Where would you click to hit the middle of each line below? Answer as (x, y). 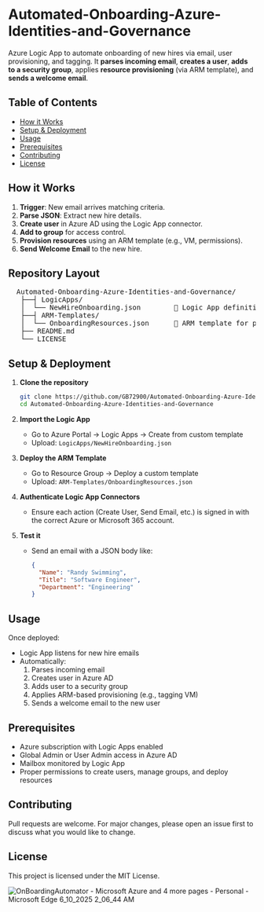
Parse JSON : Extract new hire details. (81, 215)
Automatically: (43, 661)
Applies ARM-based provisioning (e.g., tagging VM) (115, 695)
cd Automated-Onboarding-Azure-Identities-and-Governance (116, 405)
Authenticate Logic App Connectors (80, 496)
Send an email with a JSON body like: (92, 551)
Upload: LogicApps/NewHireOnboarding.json (101, 442)
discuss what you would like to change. (72, 832)
